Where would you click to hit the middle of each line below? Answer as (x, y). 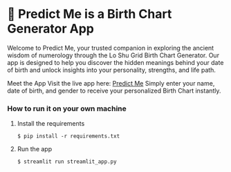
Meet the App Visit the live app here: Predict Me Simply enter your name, (111, 83)
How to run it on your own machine (67, 108)
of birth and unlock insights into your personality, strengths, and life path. (112, 70)
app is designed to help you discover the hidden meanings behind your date (115, 62)
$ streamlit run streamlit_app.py (67, 162)
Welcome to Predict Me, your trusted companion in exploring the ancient (111, 48)
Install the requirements (51, 124)
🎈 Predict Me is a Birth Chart (90, 14)
